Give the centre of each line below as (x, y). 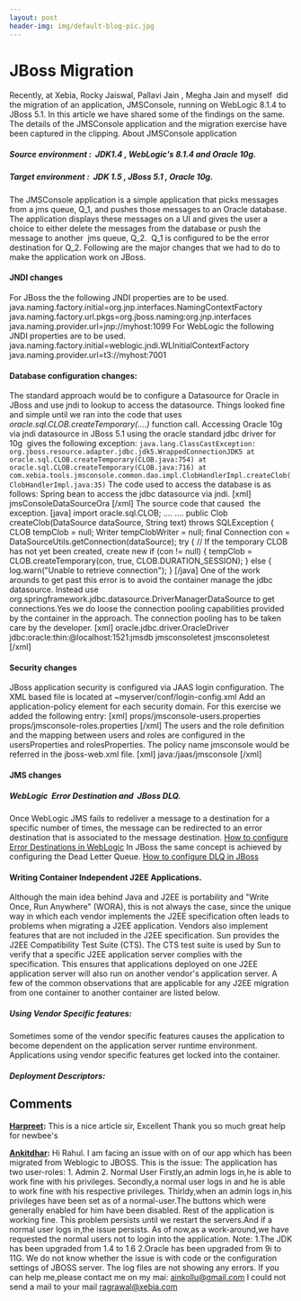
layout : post (34, 18)
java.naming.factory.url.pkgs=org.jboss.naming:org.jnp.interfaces (130, 317)
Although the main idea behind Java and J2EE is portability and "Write (139, 897)
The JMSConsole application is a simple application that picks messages (144, 200)
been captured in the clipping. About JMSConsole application (123, 134)
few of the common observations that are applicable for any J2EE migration (149, 983)
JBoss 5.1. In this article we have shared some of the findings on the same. (147, 114)
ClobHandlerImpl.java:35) (58, 485)
